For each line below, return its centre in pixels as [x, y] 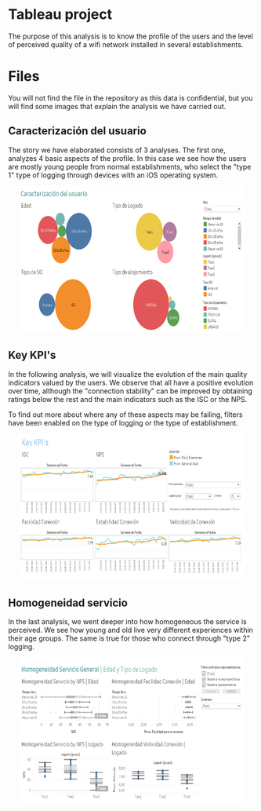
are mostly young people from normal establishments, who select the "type [130, 166]
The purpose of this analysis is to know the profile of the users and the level [130, 36]
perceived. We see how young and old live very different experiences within [130, 630]
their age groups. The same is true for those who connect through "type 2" [129, 638]
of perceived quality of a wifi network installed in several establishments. [126, 44]
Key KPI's [32, 355]
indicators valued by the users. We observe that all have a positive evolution [131, 382]
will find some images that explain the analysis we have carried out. [117, 106]
